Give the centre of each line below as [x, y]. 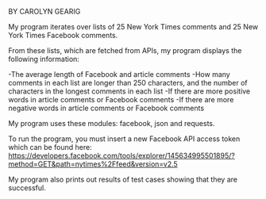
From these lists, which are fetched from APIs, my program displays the [125, 50]
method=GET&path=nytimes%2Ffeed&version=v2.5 [93, 164]
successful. [27, 188]
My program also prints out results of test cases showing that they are [123, 179]
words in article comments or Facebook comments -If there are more [121, 99]
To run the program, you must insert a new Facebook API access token [124, 139]
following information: [44, 59]
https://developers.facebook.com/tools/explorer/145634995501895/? [122, 155]
